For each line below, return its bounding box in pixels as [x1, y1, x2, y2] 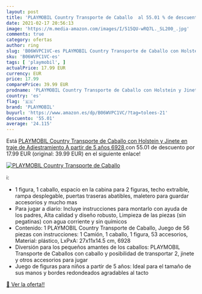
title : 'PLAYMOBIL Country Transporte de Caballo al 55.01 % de [6, 14, 173, 20]
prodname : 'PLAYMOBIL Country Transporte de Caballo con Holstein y [6, 87, 182, 93]
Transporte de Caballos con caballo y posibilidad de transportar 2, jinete [14, 250, 194, 257]
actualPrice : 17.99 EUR [6, 64, 66, 71]
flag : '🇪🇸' [6, 98, 36, 104]
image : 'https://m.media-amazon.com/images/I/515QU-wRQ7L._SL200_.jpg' [6, 25, 189, 32]
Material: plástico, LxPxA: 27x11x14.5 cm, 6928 [14, 237, 131, 245]
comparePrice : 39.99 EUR [6, 82, 69, 88]
